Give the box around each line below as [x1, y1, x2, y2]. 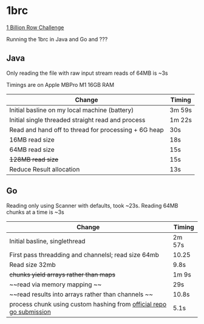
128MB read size [9, 155, 59, 164]
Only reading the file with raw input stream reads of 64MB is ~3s [6, 69, 168, 77]
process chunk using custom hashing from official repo [9, 300, 167, 308]
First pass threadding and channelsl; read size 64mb [9, 250, 159, 259]
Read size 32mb [9, 260, 56, 269]
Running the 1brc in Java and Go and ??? [6, 35, 108, 43]
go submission [9, 308, 52, 316]
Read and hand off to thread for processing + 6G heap [9, 125, 164, 134]
